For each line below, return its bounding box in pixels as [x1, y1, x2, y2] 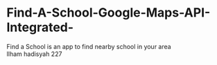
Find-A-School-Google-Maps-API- [6, 5, 211, 21]
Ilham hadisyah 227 [6, 50, 62, 58]
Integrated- [6, 19, 74, 35]
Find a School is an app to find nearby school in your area [6, 42, 171, 50]
